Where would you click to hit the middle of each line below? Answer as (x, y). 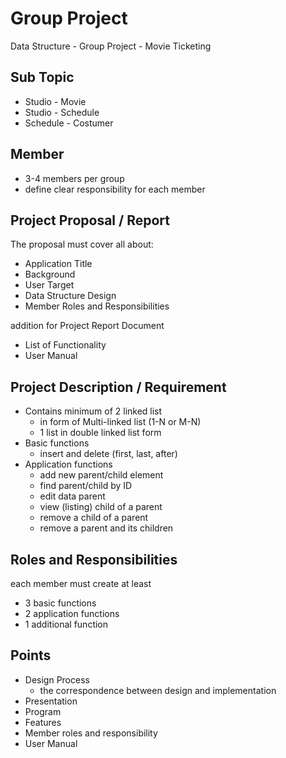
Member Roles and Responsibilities (97, 306)
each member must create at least (81, 583)
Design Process (57, 679)
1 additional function (66, 624)
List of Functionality (65, 345)
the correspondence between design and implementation (158, 690)
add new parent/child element (101, 475)
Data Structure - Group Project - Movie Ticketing (111, 46)
